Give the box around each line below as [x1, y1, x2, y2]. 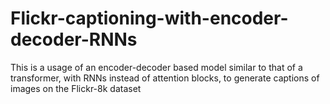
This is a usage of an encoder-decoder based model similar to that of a [10, 61, 303, 73]
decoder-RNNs [10, 28, 138, 51]
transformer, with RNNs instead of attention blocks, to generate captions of [10, 72, 320, 84]
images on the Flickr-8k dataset [10, 82, 142, 94]
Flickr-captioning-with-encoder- [10, 7, 289, 30]
